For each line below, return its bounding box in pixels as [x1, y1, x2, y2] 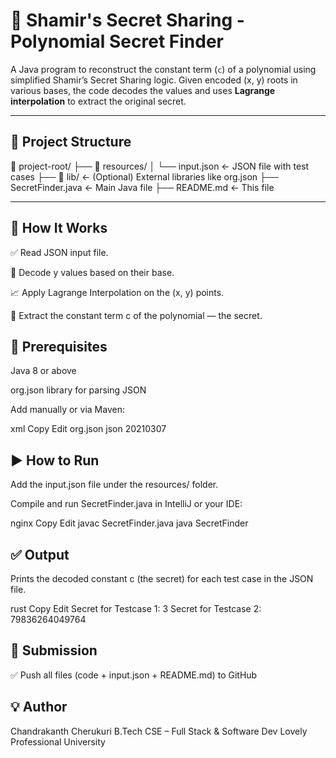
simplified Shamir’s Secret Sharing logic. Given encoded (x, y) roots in [10, 74, 298, 86]
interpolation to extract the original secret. [10, 95, 187, 107]
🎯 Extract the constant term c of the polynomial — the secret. [10, 309, 263, 321]
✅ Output [10, 546, 70, 563]
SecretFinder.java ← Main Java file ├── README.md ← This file [10, 181, 275, 193]
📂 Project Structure [10, 134, 132, 151]
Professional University [10, 735, 106, 748]
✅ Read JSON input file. [10, 246, 109, 258]
